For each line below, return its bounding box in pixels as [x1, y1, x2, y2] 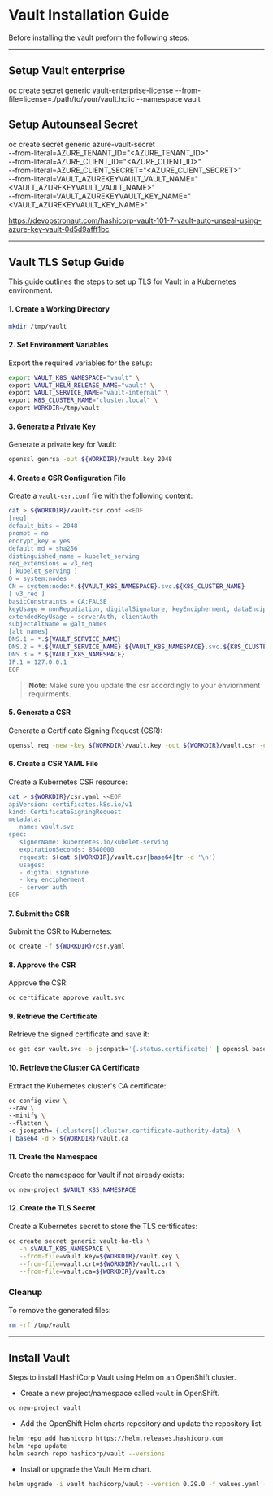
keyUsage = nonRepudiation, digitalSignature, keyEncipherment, [8, 604, 231, 613]
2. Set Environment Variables [8, 340, 109, 350]
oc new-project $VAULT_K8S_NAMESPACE [8, 1185, 136, 1193]
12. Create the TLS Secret [8, 1203, 96, 1213]
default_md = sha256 [8, 544, 79, 552]
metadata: [8, 815, 42, 823]
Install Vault [8, 1351, 71, 1364]
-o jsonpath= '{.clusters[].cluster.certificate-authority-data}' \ [8, 1127, 242, 1136]
